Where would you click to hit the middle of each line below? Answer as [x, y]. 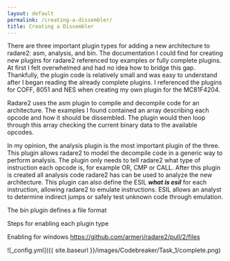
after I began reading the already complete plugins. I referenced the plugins [115, 83]
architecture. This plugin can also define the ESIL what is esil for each [107, 182]
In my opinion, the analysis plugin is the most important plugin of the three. [114, 146]
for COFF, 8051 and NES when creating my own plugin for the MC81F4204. [114, 90]
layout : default [30, 13]
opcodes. [21, 132]
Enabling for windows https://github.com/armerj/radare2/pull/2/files [104, 237]
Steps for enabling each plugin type [58, 224]
